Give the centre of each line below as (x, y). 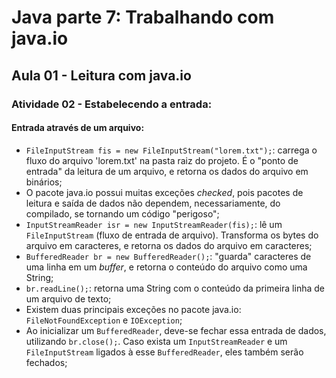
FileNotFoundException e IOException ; (104, 320)
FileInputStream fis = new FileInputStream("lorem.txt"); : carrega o (171, 150)
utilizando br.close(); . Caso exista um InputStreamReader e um (156, 341)
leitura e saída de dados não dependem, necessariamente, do (153, 203)
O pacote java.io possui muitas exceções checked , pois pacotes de (164, 192)
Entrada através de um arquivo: (78, 128)
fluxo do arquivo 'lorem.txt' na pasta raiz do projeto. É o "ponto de (162, 160)
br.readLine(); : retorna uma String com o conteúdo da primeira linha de (175, 288)
